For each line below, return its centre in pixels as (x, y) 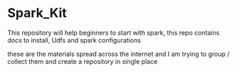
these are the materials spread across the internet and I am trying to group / (118, 54)
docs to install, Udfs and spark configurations (74, 40)
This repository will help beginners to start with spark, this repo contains (114, 33)
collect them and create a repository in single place (83, 61)
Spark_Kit (37, 13)
